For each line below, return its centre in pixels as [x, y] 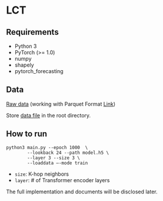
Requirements [32, 32]
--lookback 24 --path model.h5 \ [68, 153]
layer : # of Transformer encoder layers [62, 180]
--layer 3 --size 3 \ [54, 158]
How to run [27, 134]
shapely [24, 65]
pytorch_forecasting [39, 71]
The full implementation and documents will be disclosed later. [82, 192]
